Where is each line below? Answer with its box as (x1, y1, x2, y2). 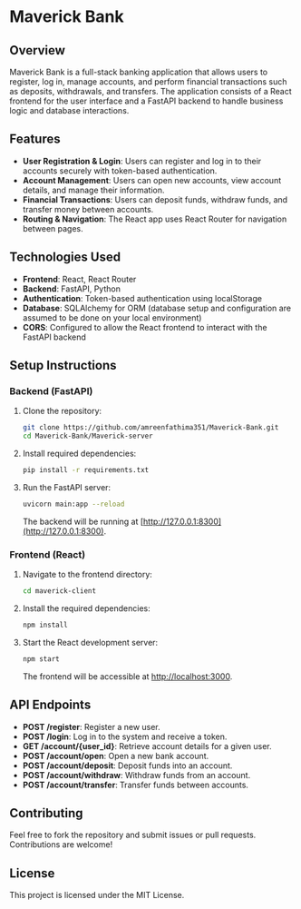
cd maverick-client (22, 587, 97, 596)
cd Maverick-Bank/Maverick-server (22, 431, 153, 441)
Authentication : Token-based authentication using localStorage (22, 292, 263, 303)
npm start (22, 654, 61, 664)
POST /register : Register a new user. (22, 721, 160, 732)
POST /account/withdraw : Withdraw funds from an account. (22, 769, 251, 780)
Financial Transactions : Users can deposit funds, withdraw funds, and (22, 193, 288, 205)
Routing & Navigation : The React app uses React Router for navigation (22, 213, 287, 224)
